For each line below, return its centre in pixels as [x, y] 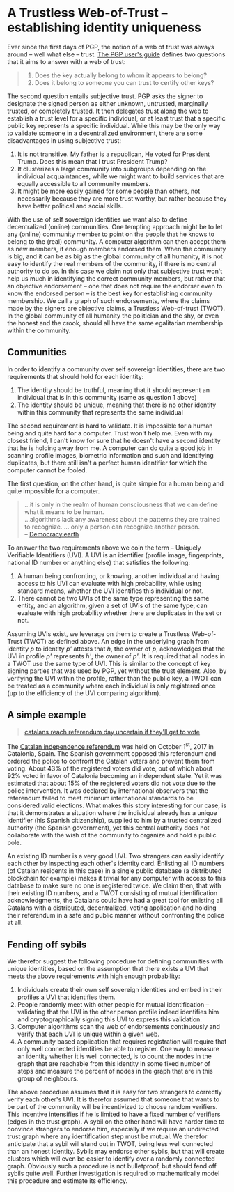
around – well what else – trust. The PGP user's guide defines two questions [116, 54]
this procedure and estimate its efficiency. [67, 1181]
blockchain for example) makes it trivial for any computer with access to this [117, 878]
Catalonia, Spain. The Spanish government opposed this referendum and [112, 754]
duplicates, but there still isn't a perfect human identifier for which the [107, 463]
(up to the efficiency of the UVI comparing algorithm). [84, 693]
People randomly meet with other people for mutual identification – [113, 1005]
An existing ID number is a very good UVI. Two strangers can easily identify [116, 856]
